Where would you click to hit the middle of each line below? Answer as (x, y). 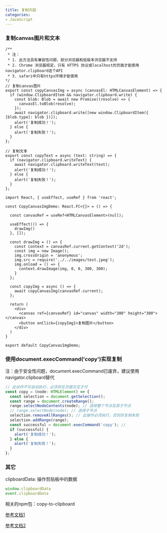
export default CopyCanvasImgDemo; (43, 345)
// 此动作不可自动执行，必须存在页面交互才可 (46, 387)
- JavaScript (19, 19)
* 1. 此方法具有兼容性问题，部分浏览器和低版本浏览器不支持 (62, 60)
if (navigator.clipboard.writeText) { (51, 160)
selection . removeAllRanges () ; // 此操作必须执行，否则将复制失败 (75, 416)
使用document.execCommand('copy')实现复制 (64, 359)
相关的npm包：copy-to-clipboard (40, 504)
